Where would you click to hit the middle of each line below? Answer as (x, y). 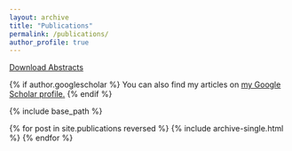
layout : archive (39, 17)
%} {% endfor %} (41, 138)
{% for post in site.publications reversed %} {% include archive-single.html (146, 129)
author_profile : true (49, 42)
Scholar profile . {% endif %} (61, 94)
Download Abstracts (47, 68)
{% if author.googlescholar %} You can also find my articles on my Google (145, 84)
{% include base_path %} (56, 111)
